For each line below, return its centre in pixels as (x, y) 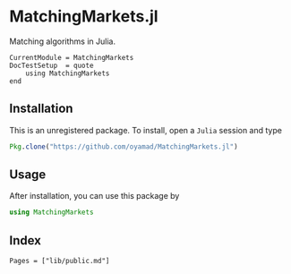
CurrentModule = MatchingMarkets (72, 57)
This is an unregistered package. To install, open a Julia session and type (145, 130)
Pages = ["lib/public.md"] (60, 261)
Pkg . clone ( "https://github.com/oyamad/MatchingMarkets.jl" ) (124, 146)
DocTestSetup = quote (51, 65)
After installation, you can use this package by (94, 196)
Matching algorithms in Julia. (63, 41)
